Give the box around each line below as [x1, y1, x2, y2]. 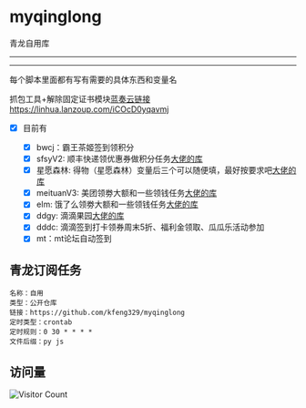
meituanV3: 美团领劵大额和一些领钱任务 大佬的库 [36, 188, 217, 199]
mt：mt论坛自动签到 [36, 233, 112, 244]
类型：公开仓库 [9, 299, 57, 308]
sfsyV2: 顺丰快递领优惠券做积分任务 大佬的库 [36, 153, 203, 165]
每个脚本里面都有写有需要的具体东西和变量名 [9, 74, 178, 85]
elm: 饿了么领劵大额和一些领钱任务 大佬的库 [36, 199, 199, 210]
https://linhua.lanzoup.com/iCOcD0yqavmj [9, 103, 169, 115]
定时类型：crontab [9, 318, 73, 327]
